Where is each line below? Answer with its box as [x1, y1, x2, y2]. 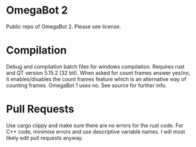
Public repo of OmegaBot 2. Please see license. [6, 23, 121, 30]
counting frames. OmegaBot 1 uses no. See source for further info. [6, 82, 167, 89]
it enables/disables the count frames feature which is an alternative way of [6, 75, 187, 82]
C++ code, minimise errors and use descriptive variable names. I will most [6, 128, 185, 135]
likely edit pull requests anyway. [6, 134, 83, 141]
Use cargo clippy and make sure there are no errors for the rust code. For [6, 122, 184, 129]
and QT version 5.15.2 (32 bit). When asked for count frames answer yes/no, [6, 69, 191, 76]
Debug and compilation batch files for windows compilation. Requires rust [6, 63, 185, 70]
